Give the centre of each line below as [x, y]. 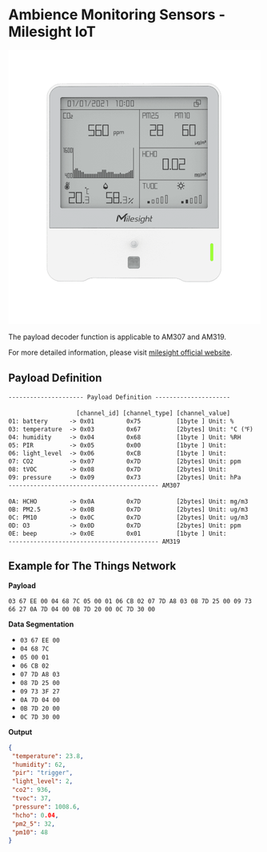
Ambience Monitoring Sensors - [117, 15]
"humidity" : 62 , [39, 765]
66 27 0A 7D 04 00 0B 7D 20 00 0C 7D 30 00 [82, 609]
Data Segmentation [41, 624]
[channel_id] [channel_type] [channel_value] [153, 414]
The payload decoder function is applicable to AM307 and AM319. [117, 337]
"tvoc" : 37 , [32, 799]
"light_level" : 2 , [42, 781]
